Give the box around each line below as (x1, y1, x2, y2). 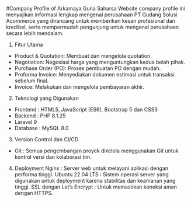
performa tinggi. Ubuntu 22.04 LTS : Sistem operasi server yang (14, 171, 169, 177)
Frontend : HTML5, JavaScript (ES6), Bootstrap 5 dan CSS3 (14, 106, 158, 113)
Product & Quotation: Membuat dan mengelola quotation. (14, 53, 152, 59)
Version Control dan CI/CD (14, 136, 79, 142)
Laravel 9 (14, 119, 37, 125)
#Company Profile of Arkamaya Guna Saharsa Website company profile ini (6, 5, 185, 12)
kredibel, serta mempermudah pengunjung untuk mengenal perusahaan (6, 23, 179, 30)
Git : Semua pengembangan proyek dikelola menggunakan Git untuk (14, 147, 179, 154)
